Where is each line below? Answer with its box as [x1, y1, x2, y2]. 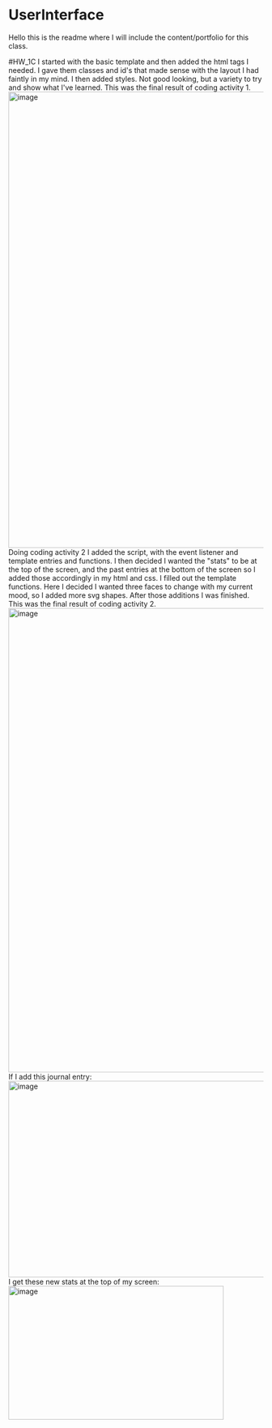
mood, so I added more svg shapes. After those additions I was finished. [8, 590, 249, 600]
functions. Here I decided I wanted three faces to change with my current [8, 582, 253, 591]
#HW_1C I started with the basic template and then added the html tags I [8, 57, 249, 66]
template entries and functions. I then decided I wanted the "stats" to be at [8, 556, 257, 565]
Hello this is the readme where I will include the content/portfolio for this [8, 32, 249, 42]
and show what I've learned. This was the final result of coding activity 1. [8, 83, 251, 92]
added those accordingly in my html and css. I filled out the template [8, 573, 237, 582]
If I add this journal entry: [8, 1072, 92, 1081]
